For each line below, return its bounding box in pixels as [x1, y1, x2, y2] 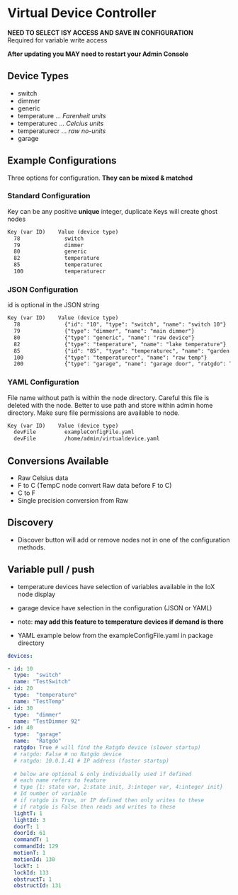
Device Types [7, 70, 69, 82]
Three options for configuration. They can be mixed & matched [7, 173, 193, 182]
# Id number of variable [13, 790, 87, 797]
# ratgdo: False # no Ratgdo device [13, 751, 122, 758]
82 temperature [13, 255, 100, 262]
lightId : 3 [13, 816, 46, 823]
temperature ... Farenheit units [17, 111, 106, 120]
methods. [17, 543, 46, 552]
